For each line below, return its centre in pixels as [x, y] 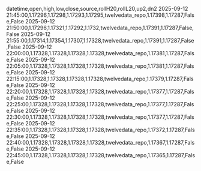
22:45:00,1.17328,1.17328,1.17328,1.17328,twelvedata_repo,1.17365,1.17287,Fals [101, 155]
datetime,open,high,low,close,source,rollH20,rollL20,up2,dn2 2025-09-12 [97, 9]
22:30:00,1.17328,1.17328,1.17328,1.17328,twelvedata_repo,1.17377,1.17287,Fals [100, 117]
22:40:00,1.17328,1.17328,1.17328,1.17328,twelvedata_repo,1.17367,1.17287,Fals [100, 142]
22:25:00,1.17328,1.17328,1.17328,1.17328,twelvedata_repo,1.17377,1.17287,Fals [100, 104]
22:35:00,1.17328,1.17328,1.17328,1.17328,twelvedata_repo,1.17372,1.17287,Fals [100, 130]
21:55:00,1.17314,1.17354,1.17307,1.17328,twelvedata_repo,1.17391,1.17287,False [100, 40]
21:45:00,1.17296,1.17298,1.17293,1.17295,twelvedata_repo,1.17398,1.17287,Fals [100, 15]
